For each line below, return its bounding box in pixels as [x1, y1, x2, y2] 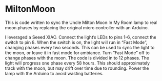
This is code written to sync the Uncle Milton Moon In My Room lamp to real [5, 20, 158, 25]
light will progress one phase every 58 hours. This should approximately [5, 60, 150, 66]
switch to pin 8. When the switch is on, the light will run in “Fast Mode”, [5, 39, 147, 45]
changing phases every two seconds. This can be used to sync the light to [5, 44, 155, 50]
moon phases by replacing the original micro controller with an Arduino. [5, 24, 149, 30]
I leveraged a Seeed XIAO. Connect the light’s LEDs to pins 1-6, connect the [5, 34, 157, 40]
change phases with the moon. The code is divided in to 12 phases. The [5, 55, 149, 61]
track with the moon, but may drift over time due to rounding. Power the [5, 65, 149, 71]
